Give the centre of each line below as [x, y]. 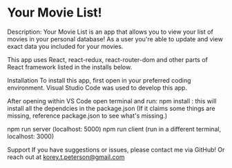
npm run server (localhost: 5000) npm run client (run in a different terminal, [114, 129]
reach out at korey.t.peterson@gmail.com [66, 157]
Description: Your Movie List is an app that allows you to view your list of [110, 32]
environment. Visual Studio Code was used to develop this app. [97, 87]
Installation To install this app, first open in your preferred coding [99, 80]
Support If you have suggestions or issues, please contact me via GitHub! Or [116, 149]
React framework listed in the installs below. [70, 67]
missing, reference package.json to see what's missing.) [87, 116]
